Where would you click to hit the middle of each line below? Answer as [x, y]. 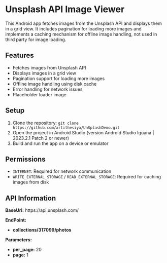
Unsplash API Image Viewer [65, 9]
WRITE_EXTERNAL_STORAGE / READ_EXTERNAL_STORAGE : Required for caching [87, 177]
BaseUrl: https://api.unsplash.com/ [42, 210]
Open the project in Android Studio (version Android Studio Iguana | [83, 132]
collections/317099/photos [42, 230]
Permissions [25, 159]
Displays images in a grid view [44, 73]
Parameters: [19, 240]
